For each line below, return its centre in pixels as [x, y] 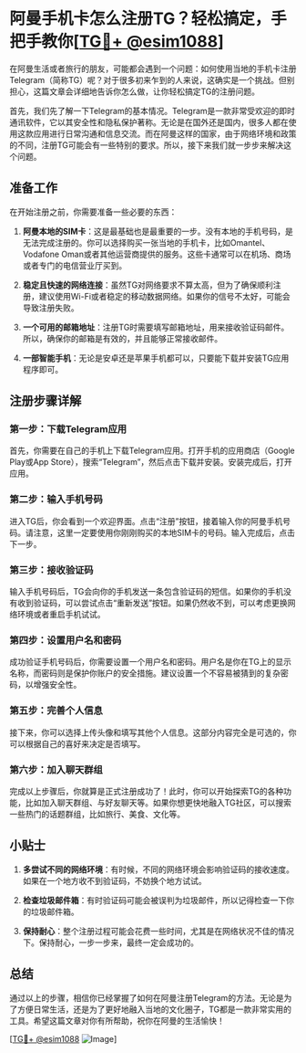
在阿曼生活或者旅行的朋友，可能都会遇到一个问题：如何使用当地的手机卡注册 [153, 68]
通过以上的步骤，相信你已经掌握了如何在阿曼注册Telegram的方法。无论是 [147, 997]
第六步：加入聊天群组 [56, 770]
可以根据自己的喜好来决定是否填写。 [77, 743]
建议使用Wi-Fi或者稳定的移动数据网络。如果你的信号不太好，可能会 [165, 296]
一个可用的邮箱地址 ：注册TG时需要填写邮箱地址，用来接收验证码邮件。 [156, 327]
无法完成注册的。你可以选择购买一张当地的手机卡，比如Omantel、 [146, 242]
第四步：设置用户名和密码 [66, 640]
